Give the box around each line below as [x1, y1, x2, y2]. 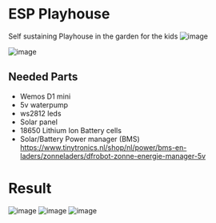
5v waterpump [19, 99, 69, 109]
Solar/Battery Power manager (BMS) [19, 134, 140, 144]
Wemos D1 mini [19, 91, 71, 101]
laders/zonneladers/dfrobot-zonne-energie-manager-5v [19, 151, 206, 160]
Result [8, 179, 52, 197]
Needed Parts [8, 70, 78, 84]
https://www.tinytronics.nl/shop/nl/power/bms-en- [19, 142, 187, 152]
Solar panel [19, 117, 58, 127]
